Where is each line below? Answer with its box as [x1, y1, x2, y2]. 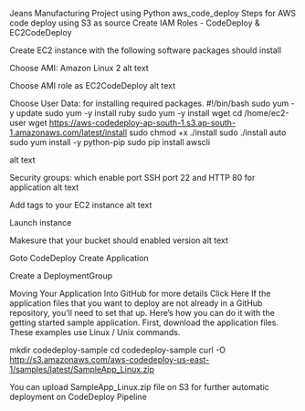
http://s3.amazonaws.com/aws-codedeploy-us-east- [9, 354, 210, 364]
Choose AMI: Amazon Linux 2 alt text [9, 63, 149, 73]
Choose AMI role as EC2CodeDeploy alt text [9, 80, 176, 90]
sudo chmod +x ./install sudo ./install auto [129, 127, 287, 138]
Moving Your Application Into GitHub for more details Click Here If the [9, 288, 271, 299]
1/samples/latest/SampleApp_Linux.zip [9, 364, 155, 374]
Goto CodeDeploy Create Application [9, 253, 149, 263]
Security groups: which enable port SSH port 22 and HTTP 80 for [9, 173, 256, 183]
